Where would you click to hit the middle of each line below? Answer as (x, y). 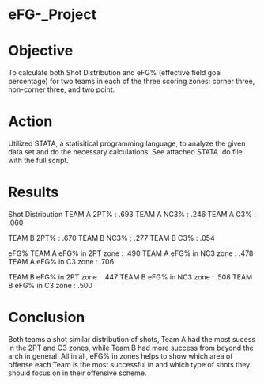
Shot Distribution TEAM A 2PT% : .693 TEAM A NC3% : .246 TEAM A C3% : (132, 214)
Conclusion (47, 317)
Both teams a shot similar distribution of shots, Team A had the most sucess (132, 339)
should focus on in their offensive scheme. (77, 373)
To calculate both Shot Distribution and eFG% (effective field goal (115, 73)
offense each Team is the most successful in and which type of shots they (129, 364)
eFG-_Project (53, 15)
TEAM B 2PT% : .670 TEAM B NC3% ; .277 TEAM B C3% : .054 (111, 238)
